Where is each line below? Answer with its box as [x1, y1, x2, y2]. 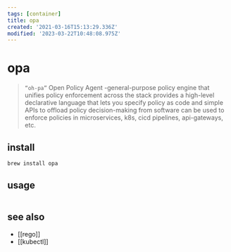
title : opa [7, 17, 39, 24]
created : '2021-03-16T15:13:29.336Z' [7, 23, 118, 30]
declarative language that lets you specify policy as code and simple [24, 99, 224, 107]
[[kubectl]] [17, 237, 49, 246]
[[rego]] [17, 229, 41, 238]
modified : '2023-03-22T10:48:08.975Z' [7, 30, 121, 37]
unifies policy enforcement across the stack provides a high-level [24, 91, 215, 99]
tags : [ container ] [7, 10, 61, 18]
